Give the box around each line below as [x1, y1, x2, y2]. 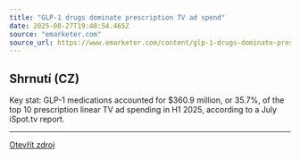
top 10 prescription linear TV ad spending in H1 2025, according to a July [9, 105, 278, 115]
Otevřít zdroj [9, 139, 55, 150]
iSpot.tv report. [9, 113, 65, 125]
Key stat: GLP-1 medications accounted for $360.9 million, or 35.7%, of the [9, 95, 285, 105]
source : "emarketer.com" [9, 29, 102, 38]
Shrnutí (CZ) [9, 71, 80, 86]
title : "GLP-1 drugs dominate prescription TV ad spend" [9, 13, 226, 22]
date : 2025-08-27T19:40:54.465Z [9, 21, 129, 30]
